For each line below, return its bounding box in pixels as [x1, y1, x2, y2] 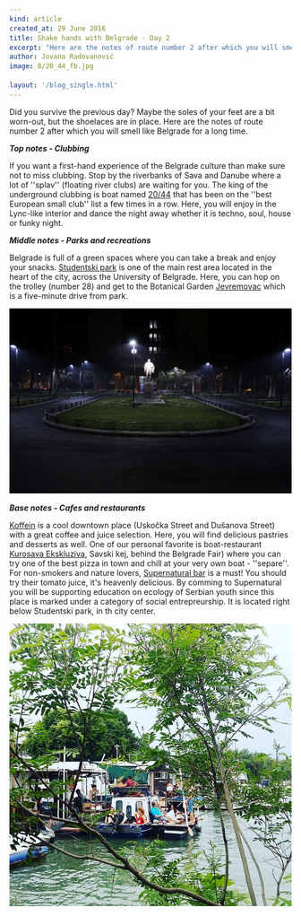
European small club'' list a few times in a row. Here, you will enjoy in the [9, 198, 277, 209]
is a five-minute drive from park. [9, 290, 128, 301]
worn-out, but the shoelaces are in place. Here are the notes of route [9, 116, 263, 126]
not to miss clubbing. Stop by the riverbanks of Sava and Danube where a [9, 170, 282, 180]
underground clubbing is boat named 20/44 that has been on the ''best [9, 188, 272, 199]
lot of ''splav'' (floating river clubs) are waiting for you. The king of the [9, 179, 269, 190]
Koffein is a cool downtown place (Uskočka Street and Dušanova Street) [9, 520, 276, 530]
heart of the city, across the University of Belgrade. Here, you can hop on [9, 271, 280, 282]
